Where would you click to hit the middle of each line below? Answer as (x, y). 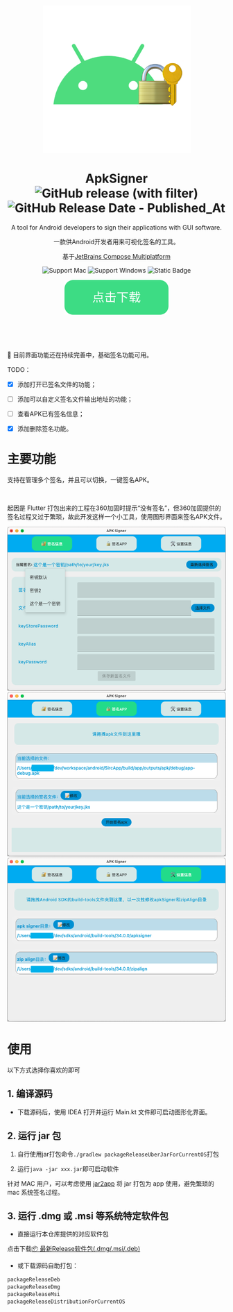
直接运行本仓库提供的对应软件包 (63, 1234)
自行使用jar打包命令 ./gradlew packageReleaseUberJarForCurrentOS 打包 (118, 1154)
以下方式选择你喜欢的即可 (44, 1070)
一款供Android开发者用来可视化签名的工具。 (116, 241)
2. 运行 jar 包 (34, 1136)
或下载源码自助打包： (48, 1266)
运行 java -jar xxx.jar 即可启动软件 (68, 1168)
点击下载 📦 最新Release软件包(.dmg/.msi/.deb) (74, 1249)
